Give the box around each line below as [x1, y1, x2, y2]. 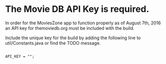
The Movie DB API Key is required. [5, 3, 150, 15]
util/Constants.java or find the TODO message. [5, 40, 101, 46]
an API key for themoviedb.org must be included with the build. [5, 25, 135, 31]
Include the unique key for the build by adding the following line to [5, 35, 141, 41]
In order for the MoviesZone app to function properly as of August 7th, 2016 [5, 20, 161, 26]
